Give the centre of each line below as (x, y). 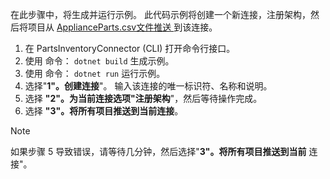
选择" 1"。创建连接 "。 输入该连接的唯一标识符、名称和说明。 (148, 86)
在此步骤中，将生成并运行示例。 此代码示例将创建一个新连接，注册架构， (160, 14)
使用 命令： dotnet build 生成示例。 (99, 61)
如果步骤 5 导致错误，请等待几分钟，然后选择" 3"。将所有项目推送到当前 (158, 151)
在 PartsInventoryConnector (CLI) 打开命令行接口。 (130, 48)
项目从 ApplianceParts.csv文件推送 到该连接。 (122, 27)
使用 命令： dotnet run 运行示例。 (95, 73)
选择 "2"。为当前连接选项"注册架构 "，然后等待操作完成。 (143, 98)
